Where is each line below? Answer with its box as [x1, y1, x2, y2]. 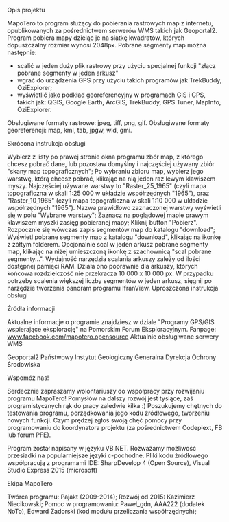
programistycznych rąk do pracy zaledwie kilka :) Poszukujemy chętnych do [7, 402, 223, 409]
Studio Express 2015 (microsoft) [7, 466, 98, 474]
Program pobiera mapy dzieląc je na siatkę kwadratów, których [7, 34, 185, 42]
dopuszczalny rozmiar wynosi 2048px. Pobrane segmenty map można [7, 41, 207, 49]
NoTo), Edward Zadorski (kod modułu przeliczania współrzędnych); [7, 508, 197, 515]
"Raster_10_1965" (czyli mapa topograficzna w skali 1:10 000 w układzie [7, 196, 208, 205]
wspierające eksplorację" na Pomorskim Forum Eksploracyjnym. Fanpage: [7, 326, 217, 333]
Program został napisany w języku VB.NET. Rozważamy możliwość [7, 444, 197, 452]
